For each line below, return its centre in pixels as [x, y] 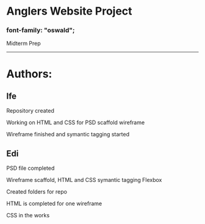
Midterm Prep [23, 43]
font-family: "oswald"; [41, 30]
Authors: [29, 74]
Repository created [31, 111]
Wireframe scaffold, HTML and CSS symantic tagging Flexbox [84, 180]
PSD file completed [31, 168]
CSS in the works [28, 215]
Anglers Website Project [69, 11]
